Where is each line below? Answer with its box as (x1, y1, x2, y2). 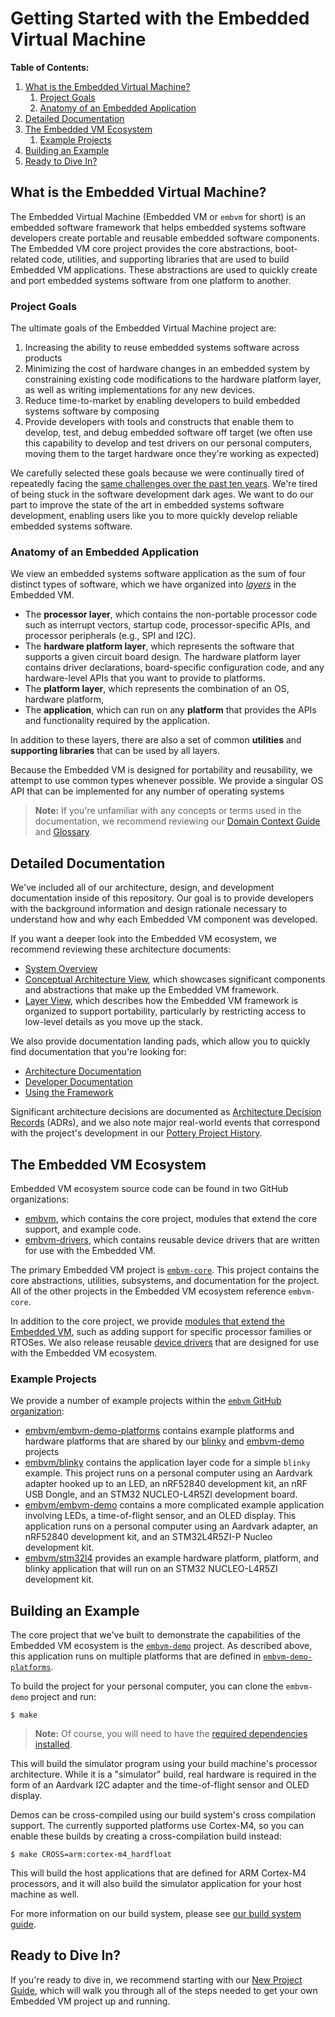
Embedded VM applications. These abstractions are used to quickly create (10, 263, 318, 276)
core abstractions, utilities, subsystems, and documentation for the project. (10, 1274, 320, 1286)
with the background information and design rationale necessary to (10, 903, 288, 915)
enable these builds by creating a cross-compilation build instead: (10, 1830, 282, 1842)
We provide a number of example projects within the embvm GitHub (10, 1395, 282, 1407)
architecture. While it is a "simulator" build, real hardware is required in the (10, 1768, 317, 1781)
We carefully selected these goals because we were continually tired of (10, 467, 305, 479)
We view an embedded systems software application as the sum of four (10, 568, 306, 580)
